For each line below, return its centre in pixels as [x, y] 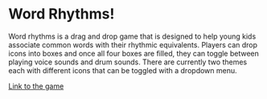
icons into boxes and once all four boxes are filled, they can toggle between [134, 53]
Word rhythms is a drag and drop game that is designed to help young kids [132, 36]
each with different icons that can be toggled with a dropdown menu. [123, 70]
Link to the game [36, 86]
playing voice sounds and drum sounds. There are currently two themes [128, 62]
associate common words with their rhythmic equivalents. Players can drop [133, 44]
